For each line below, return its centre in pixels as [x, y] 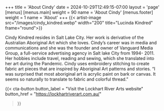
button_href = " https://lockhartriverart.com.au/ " [53, 94]
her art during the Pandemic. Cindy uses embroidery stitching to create [77, 64]
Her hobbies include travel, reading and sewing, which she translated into [80, 58]
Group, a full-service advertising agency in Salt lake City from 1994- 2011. [80, 53]
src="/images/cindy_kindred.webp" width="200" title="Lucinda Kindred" [79, 23]
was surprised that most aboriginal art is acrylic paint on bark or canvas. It [81, 74]
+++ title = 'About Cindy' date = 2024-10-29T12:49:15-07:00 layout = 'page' [82, 7]
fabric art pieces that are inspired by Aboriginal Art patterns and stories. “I [80, 69]
